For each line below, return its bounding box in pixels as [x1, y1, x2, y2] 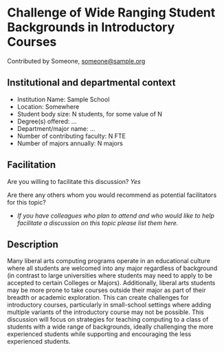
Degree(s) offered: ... [16, 117, 77, 125]
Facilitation [7, 159, 56, 171]
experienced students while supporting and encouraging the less [7, 330, 192, 338]
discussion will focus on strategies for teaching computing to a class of [7, 315, 209, 324]
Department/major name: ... [16, 124, 96, 132]
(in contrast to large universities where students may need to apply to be [7, 271, 213, 280]
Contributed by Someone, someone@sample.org [7, 56, 146, 65]
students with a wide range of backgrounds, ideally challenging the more [7, 322, 214, 331]
